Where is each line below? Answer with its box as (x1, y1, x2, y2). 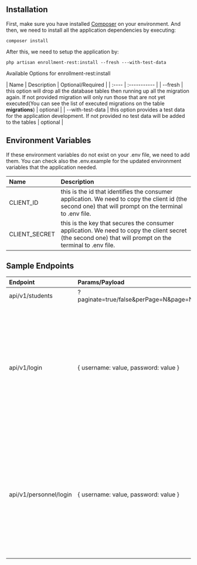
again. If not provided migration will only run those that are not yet (6, 93, 165, 100)
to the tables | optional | (6, 119, 63, 126)
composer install (6, 38, 49, 43)
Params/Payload (77, 278, 125, 286)
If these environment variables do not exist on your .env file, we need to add (6, 151, 190, 158)
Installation (6, 5, 48, 15)
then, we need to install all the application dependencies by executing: (6, 26, 176, 33)
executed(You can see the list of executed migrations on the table (6, 100, 165, 107)
